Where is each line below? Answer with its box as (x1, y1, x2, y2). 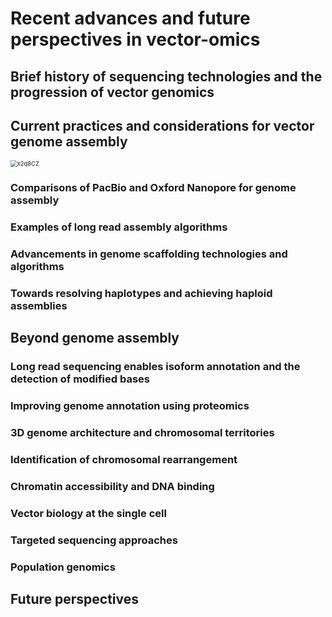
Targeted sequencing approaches (10, 533, 178, 547)
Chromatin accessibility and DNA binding (10, 480, 215, 494)
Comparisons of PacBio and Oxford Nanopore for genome (10, 181, 297, 195)
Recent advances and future (10, 7, 251, 30)
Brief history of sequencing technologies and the (10, 68, 323, 85)
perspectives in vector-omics (10, 28, 261, 51)
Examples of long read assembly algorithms (10, 220, 228, 234)
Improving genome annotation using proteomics (10, 399, 250, 413)
